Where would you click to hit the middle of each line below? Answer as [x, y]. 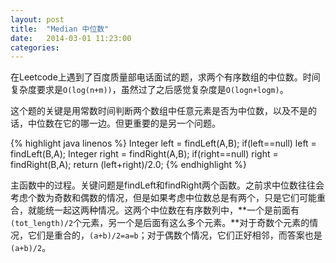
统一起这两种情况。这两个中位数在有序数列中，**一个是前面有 [172, 210]
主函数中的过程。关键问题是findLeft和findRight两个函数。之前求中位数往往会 [167, 185]
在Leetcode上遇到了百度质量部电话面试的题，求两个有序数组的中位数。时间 [165, 77]
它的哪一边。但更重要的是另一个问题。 [141, 123]
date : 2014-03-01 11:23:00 [71, 38]
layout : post [37, 19]
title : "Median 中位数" [60, 29]
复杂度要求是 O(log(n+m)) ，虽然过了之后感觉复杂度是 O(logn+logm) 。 [149, 90]
